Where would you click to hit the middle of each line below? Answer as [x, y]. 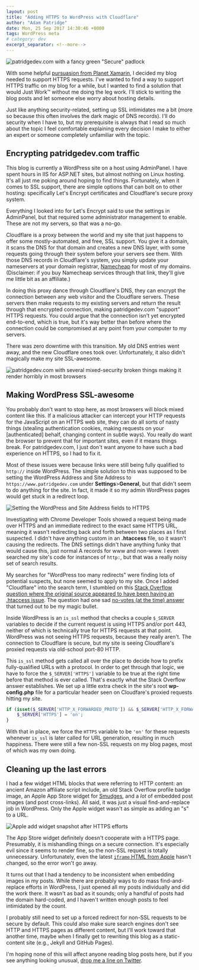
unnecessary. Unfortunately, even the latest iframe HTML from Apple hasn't [99, 856]
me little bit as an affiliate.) [38, 278]
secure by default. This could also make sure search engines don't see [92, 923]
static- [172, 936]
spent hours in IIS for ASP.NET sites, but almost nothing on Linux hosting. [96, 174]
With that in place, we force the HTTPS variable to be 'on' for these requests [98, 732]
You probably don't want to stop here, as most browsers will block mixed [95, 409]
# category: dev [26, 39]
